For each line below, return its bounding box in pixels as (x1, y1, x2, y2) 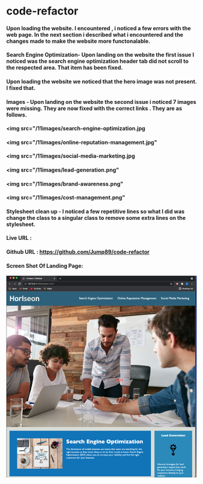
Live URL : (6, 234, 32, 242)
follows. (6, 111, 27, 118)
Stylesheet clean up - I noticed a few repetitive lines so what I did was (6, 207, 185, 215)
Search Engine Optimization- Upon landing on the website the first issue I (6, 51, 195, 59)
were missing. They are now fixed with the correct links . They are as (6, 105, 182, 112)
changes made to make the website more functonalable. (6, 37, 151, 45)
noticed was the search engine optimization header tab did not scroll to (6, 57, 189, 65)
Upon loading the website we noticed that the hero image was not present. (6, 77, 198, 85)
